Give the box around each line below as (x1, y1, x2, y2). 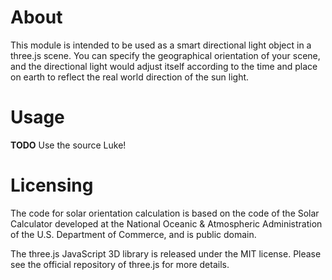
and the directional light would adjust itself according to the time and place (10, 60, 318, 72)
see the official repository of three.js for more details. (10, 258, 230, 270)
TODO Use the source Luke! (10, 139, 127, 151)
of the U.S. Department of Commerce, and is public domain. (10, 228, 257, 240)
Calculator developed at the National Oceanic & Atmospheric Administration (10, 217, 323, 230)
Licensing (10, 174, 94, 197)
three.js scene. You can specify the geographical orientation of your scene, (10, 49, 321, 61)
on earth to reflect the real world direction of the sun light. (10, 71, 250, 83)
